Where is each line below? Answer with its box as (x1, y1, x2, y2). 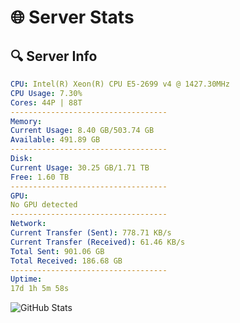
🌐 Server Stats (10, 6, 135, 29)
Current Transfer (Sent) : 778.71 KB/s (10, 228, 172, 238)
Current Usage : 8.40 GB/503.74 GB (10, 126, 155, 136)
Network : (10, 219, 47, 229)
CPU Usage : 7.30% (10, 88, 83, 98)
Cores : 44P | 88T (10, 97, 83, 108)
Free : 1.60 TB (10, 172, 70, 182)
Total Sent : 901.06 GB (10, 246, 105, 256)
